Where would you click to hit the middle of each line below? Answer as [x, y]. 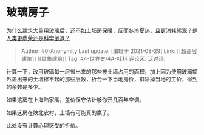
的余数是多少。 [25, 86]
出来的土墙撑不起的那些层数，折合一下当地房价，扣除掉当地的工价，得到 [107, 79]
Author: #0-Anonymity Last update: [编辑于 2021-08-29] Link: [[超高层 [109, 51]
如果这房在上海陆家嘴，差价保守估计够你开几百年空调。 [75, 99]
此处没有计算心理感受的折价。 [43, 125]
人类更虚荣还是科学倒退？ [38, 38]
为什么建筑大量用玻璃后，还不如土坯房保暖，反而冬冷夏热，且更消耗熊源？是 [102, 30]
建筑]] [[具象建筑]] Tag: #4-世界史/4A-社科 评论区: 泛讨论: [93, 58]
